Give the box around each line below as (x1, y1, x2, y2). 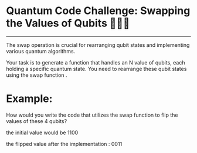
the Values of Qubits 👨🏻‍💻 (6, 16, 130, 30)
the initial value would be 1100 (6, 129, 79, 136)
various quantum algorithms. (6, 47, 76, 55)
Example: (6, 92, 53, 106)
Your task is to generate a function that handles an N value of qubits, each (6, 59, 185, 66)
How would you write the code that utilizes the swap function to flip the (6, 111, 178, 118)
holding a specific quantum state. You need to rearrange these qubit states (6, 65, 187, 72)
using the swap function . (6, 72, 67, 79)
